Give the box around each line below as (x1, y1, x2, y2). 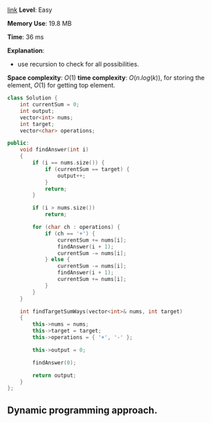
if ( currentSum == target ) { (44, 165, 130, 173)
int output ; (20, 107, 55, 114)
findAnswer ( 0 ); (32, 359, 77, 366)
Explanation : (7, 46, 45, 55)
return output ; (32, 372, 77, 379)
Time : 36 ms (7, 33, 44, 41)
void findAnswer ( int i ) (20, 146, 90, 153)
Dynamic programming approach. (7, 404, 157, 416)
